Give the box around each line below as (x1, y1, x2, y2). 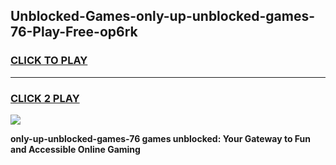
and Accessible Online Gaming (10, 143, 141, 155)
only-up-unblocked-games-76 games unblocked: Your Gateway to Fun (10, 132, 312, 144)
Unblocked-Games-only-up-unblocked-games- (10, 8, 316, 25)
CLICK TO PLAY (10, 54, 88, 68)
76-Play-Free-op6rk (10, 24, 138, 41)
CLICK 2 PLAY (10, 91, 80, 105)
